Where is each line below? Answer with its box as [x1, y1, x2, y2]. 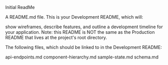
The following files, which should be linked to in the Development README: [5, 44, 162, 50]
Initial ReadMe [5, 5, 35, 10]
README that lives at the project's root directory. [5, 35, 107, 40]
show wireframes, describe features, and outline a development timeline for [5, 24, 163, 30]
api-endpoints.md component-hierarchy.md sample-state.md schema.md [5, 54, 158, 60]
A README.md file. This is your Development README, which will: [5, 14, 143, 20]
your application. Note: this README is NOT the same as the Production [5, 29, 155, 35]
